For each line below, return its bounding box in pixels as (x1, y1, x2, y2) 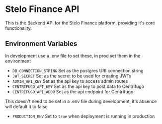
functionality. (5, 25, 32, 31)
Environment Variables (5, 40, 78, 48)
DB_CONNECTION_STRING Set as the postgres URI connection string (12, 67, 144, 73)
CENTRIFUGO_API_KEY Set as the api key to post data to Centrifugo (12, 83, 145, 89)
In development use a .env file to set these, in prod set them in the (5, 53, 141, 59)
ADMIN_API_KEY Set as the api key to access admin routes (12, 78, 128, 84)
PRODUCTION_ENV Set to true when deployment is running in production (12, 113, 155, 119)
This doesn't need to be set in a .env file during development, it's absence (5, 98, 157, 104)
